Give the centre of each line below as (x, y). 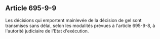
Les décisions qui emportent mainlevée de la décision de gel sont (73, 20)
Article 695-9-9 (31, 8)
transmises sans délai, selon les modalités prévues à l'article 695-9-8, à (80, 25)
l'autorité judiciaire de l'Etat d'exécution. (47, 31)
